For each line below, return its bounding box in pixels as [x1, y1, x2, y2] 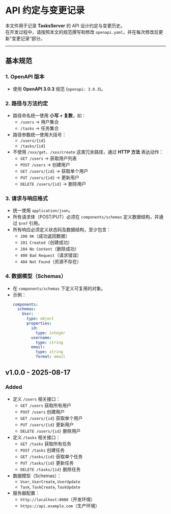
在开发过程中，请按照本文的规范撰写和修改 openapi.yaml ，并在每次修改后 [5, 29, 159, 35]
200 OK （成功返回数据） [20, 233, 70, 239]
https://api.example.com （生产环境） [20, 502, 100, 509]
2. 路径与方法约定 [5, 100, 48, 107]
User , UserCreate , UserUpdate [20, 478, 80, 484]
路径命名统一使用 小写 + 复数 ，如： [12, 112, 87, 118]
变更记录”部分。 [12, 35, 45, 41]
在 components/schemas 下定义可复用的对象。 [12, 285, 106, 292]
